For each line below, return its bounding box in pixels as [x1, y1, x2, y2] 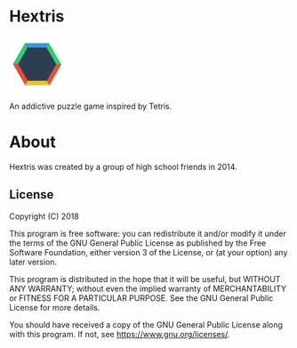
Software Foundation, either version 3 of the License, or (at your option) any [9, 247, 288, 257]
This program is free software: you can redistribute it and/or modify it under [9, 228, 286, 239]
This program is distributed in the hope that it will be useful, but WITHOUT [9, 273, 281, 284]
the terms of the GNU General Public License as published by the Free [9, 238, 267, 248]
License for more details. [9, 302, 100, 312]
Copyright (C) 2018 [9, 211, 80, 222]
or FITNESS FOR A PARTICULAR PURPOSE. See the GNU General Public [9, 292, 274, 303]
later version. [9, 256, 58, 267]
